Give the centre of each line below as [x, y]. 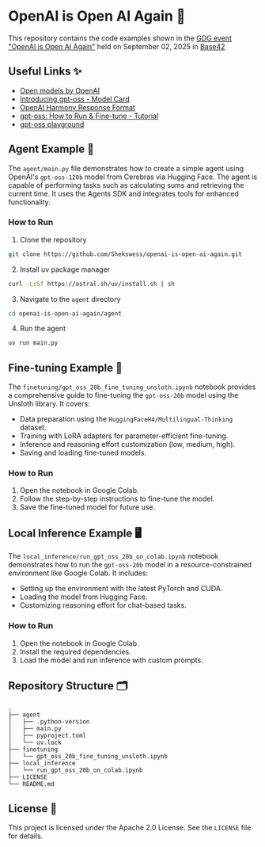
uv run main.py [33, 343]
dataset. [33, 428]
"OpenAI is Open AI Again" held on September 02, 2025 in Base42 [117, 46]
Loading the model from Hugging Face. [83, 597]
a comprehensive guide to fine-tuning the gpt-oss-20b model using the [123, 395]
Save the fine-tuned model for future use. [87, 507]
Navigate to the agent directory [70, 299]
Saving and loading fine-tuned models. [83, 453]
